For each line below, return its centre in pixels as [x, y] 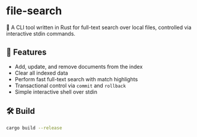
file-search [34, 11]
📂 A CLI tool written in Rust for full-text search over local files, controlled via [99, 27]
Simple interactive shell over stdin [56, 92]
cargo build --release [34, 128]
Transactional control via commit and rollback [70, 85]
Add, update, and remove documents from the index [79, 66]
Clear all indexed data [41, 73]
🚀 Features [26, 52]
